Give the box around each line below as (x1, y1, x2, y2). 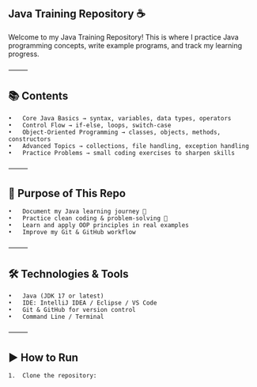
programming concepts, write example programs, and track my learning (8, 40, 243, 50)
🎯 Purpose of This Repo (8, 187, 127, 200)
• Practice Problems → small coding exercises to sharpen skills (8, 149, 236, 157)
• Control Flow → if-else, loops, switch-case (8, 121, 172, 129)
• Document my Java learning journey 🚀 (8, 207, 147, 216)
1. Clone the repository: (8, 372, 97, 380)
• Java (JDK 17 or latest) (8, 292, 104, 300)
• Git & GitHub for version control (8, 306, 136, 314)
